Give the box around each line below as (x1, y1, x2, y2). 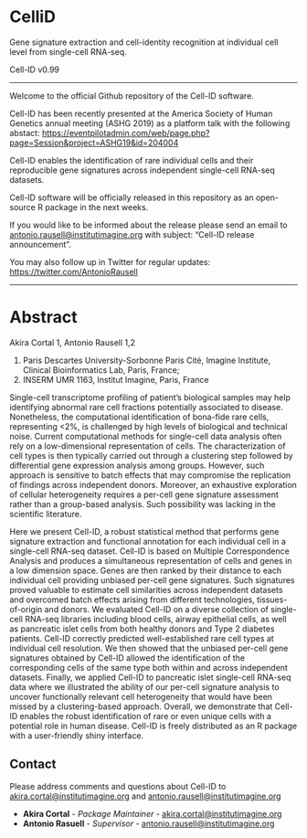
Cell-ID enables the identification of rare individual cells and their (9, 154, 254, 165)
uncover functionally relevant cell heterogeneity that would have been (9, 691, 272, 702)
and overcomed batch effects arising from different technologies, (9, 594, 256, 605)
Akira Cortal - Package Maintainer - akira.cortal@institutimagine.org (22, 808, 282, 819)
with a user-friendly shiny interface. (9, 729, 144, 741)
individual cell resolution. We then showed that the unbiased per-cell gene (9, 642, 289, 653)
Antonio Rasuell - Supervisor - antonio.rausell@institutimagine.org (22, 818, 275, 829)
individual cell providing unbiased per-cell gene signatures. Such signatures (9, 574, 295, 586)
